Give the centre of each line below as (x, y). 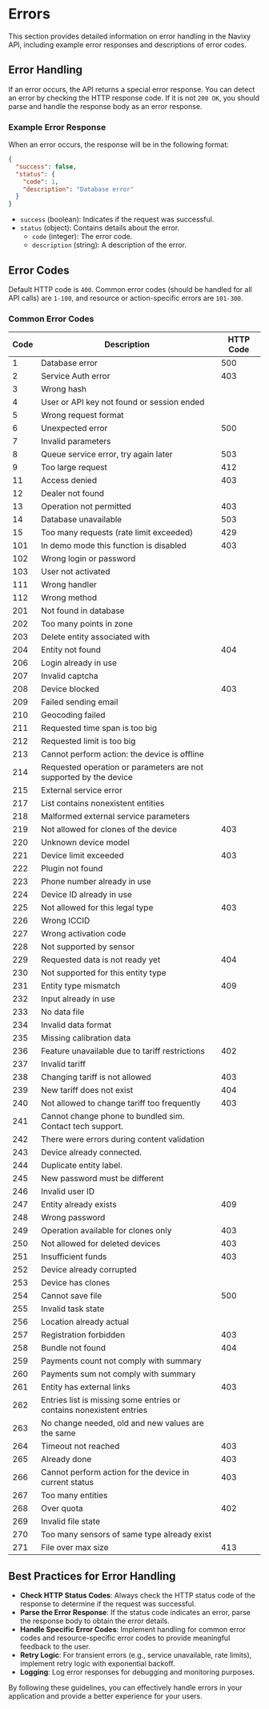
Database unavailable (82, 520)
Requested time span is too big (99, 729)
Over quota (62, 1508)
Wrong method (69, 598)
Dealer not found (73, 493)
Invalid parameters (76, 441)
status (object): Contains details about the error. (100, 228)
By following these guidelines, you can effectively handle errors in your (125, 1688)
